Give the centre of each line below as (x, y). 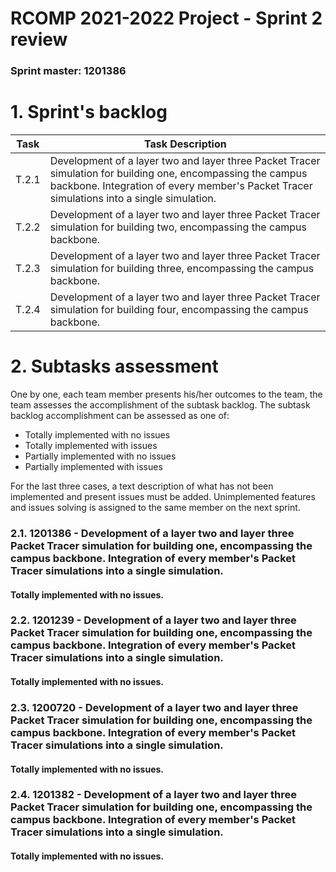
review (39, 39)
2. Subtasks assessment (114, 366)
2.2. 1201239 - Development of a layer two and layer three (153, 620)
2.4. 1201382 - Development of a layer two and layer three (154, 795)
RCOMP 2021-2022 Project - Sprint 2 (166, 18)
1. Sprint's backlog (89, 112)
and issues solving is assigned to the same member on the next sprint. (155, 507)
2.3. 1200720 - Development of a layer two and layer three (154, 707)
